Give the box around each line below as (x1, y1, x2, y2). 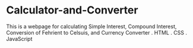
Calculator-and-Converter (6, 4, 138, 17)
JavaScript (6, 35, 33, 42)
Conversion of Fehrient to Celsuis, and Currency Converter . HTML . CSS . (6, 29, 187, 36)
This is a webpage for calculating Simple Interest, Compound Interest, (6, 23, 177, 30)
